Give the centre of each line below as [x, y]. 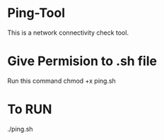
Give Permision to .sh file [82, 61]
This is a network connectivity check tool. [68, 33]
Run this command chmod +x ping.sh [62, 81]
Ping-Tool [36, 13]
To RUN [30, 109]
